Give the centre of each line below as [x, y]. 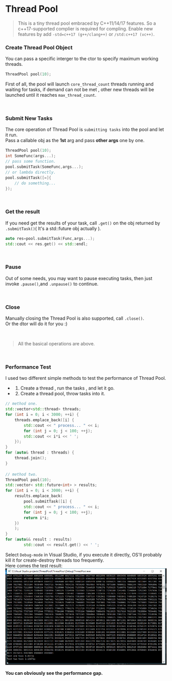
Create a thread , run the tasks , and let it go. [68, 388]
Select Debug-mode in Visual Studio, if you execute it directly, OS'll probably [84, 554]
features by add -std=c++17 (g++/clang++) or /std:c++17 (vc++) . [86, 34]
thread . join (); [31, 458]
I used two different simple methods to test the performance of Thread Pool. [86, 378]
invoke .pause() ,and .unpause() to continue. [52, 284]
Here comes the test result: [34, 565]
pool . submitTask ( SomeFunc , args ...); [44, 167]
